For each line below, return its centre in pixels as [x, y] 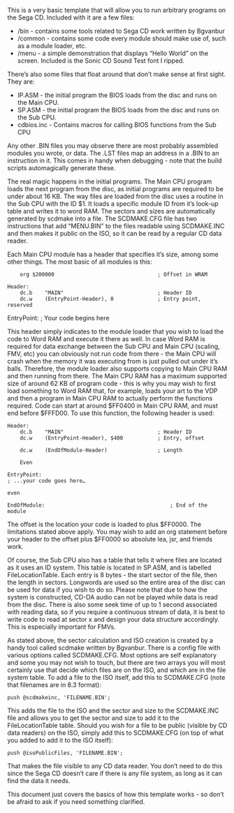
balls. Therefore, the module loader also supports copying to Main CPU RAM [117, 368]
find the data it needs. [39, 781]
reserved [20, 305]
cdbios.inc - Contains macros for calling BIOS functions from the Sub [117, 125]
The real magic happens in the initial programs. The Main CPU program [110, 181]
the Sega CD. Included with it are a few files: [71, 17]
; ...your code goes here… [46, 481]
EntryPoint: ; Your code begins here [58, 318]
